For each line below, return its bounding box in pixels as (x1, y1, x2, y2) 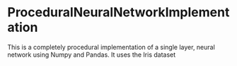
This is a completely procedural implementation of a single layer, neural (7, 43, 216, 51)
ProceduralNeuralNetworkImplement (7, 4, 230, 21)
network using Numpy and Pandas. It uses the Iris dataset (7, 50, 176, 59)
